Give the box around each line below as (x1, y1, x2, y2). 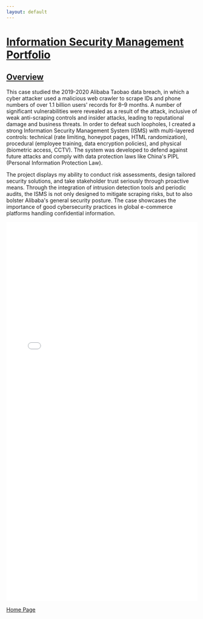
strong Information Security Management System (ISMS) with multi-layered (6, 127, 195, 134)
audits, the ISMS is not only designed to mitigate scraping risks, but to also (6, 190, 193, 197)
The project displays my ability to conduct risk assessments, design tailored (6, 171, 196, 178)
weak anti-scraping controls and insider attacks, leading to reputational (6, 113, 184, 121)
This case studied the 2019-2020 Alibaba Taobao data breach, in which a (6, 88, 190, 95)
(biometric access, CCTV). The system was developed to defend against (6, 146, 188, 154)
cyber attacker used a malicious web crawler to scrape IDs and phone (6, 95, 181, 102)
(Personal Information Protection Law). (6, 159, 103, 166)
